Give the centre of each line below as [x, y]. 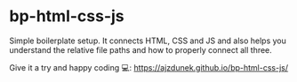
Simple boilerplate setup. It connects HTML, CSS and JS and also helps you [148, 41]
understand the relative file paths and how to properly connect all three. [141, 49]
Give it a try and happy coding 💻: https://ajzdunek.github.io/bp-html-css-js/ [149, 67]
